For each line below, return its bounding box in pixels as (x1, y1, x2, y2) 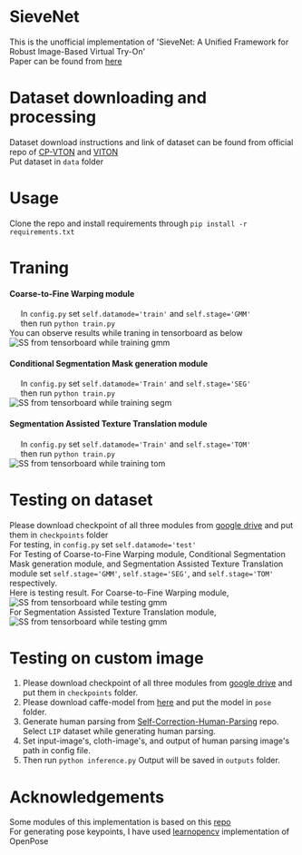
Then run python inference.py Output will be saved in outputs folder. (22, 755, 281, 766)
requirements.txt (9, 227, 75, 237)
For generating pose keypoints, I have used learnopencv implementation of (9, 826, 290, 837)
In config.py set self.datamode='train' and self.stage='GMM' (20, 309, 251, 319)
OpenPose (9, 836, 49, 847)
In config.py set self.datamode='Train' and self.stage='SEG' (20, 378, 251, 389)
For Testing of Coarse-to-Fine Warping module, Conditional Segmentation (9, 548, 286, 559)
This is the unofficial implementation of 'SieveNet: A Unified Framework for (9, 36, 289, 47)
